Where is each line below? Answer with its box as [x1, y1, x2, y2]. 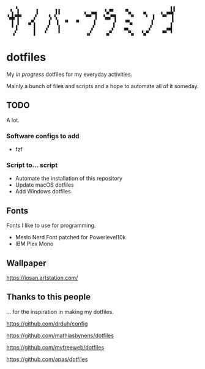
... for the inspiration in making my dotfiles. [6, 308, 114, 315]
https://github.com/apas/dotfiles [6, 356, 88, 363]
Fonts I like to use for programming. [6, 222, 96, 229]
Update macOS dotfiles [15, 181, 75, 188]
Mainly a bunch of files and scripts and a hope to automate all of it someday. [6, 82, 199, 89]
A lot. [6, 116, 20, 124]
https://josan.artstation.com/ [6, 274, 78, 281]
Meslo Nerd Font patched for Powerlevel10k [15, 234, 126, 241]
